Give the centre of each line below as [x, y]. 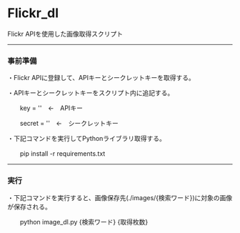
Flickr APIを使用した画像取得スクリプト [65, 34]
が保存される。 [29, 207]
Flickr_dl [33, 13]
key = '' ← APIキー [51, 108]
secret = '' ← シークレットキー [69, 124]
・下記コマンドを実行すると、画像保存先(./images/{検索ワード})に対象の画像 [120, 197]
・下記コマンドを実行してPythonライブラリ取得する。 [87, 139]
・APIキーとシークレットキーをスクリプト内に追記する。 [91, 93]
